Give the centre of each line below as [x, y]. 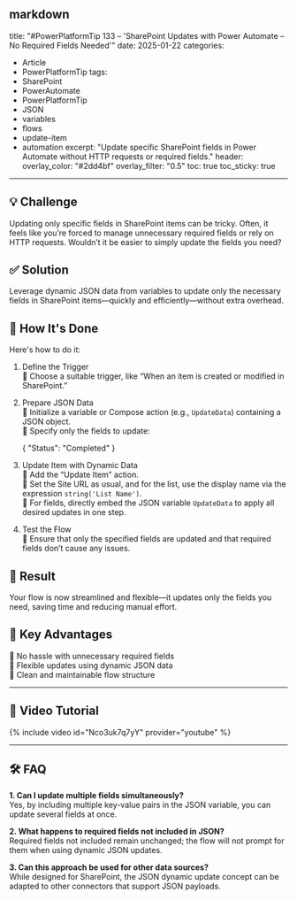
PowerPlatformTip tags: [65, 72]
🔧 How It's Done [54, 328]
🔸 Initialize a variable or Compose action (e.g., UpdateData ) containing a [151, 412]
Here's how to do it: [45, 350]
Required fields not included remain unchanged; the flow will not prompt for [147, 841]
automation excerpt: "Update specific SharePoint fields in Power [139, 147]
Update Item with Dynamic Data [80, 465]
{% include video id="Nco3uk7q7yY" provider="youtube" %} [120, 732]
